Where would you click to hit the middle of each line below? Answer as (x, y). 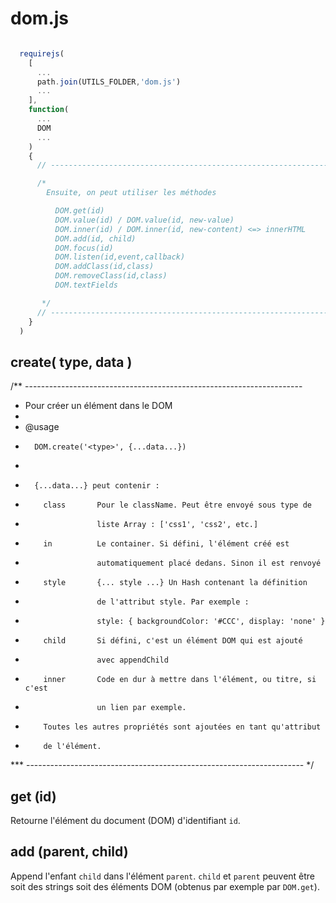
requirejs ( (42, 53)
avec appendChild (132, 660)
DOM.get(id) (79, 211)
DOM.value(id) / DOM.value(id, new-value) (144, 220)
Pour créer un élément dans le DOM (98, 406)
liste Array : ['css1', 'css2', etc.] (177, 525)
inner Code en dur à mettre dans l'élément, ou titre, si (180, 680)
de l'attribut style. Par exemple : (173, 602)
